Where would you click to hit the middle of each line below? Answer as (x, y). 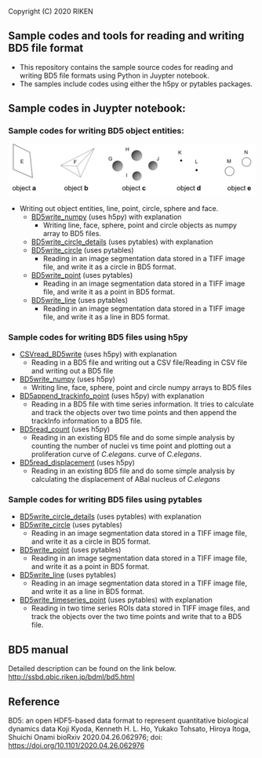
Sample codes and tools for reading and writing (126, 36)
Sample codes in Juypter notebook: (97, 109)
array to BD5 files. (72, 233)
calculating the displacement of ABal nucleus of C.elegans (126, 479)
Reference (34, 702)
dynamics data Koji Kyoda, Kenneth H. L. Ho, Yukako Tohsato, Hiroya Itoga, (129, 729)
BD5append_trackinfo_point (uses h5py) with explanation (112, 396)
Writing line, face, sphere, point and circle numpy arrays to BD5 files (142, 388)
